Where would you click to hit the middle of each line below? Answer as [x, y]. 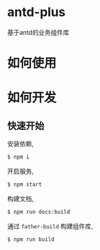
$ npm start [24, 184]
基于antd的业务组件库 [38, 32]
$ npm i [19, 157]
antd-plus [36, 12]
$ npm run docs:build [39, 212]
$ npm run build [31, 239]
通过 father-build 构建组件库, [50, 226]
